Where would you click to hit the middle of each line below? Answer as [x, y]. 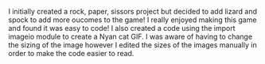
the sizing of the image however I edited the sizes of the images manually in [132, 45]
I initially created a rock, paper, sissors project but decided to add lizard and [132, 11]
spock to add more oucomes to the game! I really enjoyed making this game [132, 20]
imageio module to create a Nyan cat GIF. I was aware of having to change [131, 36]
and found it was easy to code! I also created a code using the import [122, 28]
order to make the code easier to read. [71, 53]
